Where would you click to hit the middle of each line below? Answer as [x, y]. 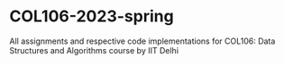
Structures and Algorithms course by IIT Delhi [94, 50]
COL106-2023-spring [92, 16]
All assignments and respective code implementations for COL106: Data [142, 41]
